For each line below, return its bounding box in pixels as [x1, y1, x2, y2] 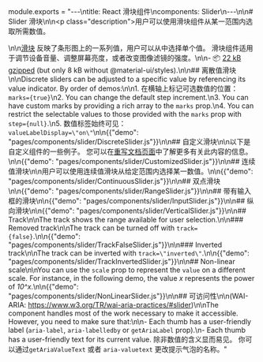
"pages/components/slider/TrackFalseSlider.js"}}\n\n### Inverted [8, 240, 223, 249]
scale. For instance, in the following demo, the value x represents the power [8, 274, 255, 282]
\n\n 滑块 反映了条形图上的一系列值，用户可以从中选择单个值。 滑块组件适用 [8, 43, 254, 53]
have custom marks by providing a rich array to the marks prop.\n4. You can [8, 101, 254, 110]
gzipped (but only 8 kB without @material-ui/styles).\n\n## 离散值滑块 [8, 65, 237, 75]
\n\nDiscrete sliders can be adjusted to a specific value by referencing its [8, 74, 246, 84]
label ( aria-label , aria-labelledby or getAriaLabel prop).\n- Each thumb [8, 326, 246, 334]
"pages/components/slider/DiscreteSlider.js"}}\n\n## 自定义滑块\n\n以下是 [8, 137, 251, 146]
